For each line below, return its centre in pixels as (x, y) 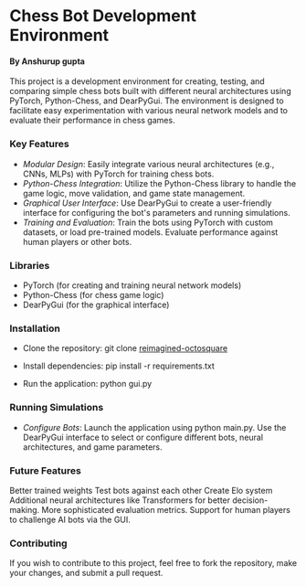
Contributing (38, 543)
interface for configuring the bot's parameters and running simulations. (156, 212)
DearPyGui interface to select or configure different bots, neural (142, 437)
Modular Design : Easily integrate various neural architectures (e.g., (148, 164)
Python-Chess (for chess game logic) (93, 294)
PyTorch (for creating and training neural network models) (132, 285)
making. (25, 509)
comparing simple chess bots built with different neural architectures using (150, 91)
